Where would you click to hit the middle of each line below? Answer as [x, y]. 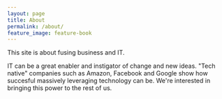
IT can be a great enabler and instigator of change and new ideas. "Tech [111, 66]
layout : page [26, 13]
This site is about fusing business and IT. [66, 53]
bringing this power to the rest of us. [60, 88]
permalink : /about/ [36, 26]
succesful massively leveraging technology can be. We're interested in [109, 81]
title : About [26, 20]
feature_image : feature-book [50, 33]
